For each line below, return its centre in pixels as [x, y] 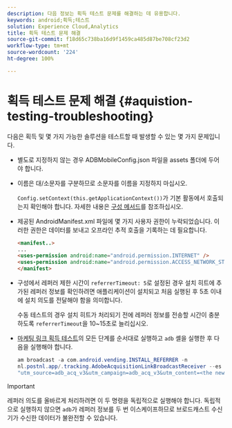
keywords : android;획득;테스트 [48, 20]
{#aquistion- [156, 101]
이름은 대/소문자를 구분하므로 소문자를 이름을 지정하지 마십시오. [102, 183]
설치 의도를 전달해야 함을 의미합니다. [74, 300]
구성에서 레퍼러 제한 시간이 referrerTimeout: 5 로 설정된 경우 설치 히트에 [116, 283]
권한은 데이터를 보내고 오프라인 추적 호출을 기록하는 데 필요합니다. [118, 230]
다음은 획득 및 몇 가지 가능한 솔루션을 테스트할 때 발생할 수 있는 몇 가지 [102, 136]
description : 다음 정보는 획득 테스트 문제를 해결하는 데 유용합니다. [94, 14]
